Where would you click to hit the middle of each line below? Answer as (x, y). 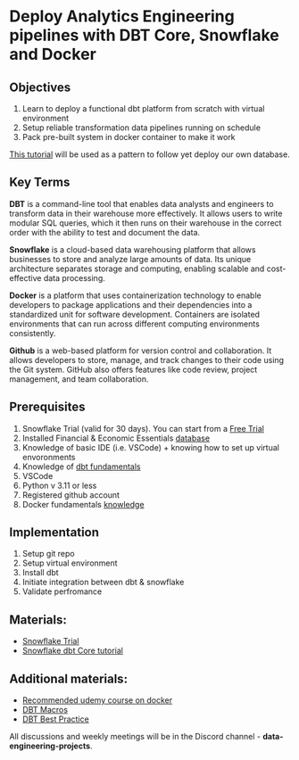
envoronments (49, 457)
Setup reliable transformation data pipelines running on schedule (141, 128)
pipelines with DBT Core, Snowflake (144, 35)
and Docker (53, 54)
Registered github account (71, 495)
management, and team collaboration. (79, 379)
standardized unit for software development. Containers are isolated (135, 314)
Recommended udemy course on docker (97, 700)
